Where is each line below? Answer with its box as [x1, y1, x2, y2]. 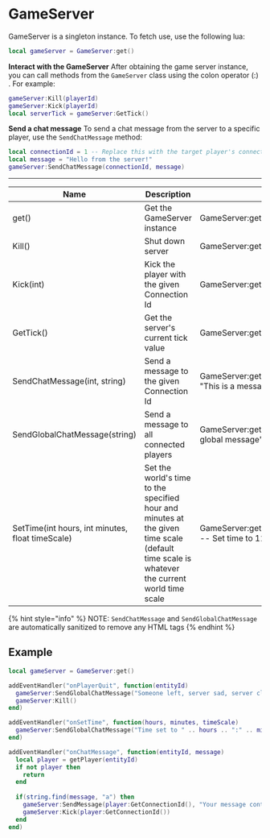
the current [144, 573, 186, 584]
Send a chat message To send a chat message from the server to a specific [8, 124, 260, 134]
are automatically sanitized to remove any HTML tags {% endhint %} [8, 622, 235, 633]
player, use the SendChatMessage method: [8, 132, 143, 142]
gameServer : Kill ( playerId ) [8, 94, 99, 102]
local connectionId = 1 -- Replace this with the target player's [8, 148, 235, 156]
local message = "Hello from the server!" [8, 156, 153, 164]
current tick [144, 332, 188, 343]
